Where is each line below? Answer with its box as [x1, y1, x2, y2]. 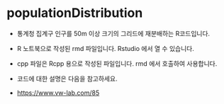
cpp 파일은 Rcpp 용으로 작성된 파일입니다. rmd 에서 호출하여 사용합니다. [16, 59, 218, 68]
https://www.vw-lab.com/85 [16, 88, 100, 97]
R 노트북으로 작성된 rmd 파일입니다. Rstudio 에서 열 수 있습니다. [16, 44, 194, 52]
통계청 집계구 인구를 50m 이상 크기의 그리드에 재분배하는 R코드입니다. [16, 29, 211, 37]
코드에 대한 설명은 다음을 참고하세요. [16, 74, 118, 83]
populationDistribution [6, 5, 143, 21]
